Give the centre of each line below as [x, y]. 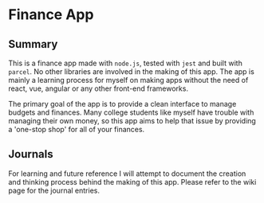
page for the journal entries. [54, 190]
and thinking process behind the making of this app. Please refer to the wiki [132, 182]
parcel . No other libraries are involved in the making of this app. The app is [132, 72]
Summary [33, 44]
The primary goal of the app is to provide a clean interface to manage [122, 104]
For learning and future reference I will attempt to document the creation [127, 174]
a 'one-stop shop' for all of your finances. [77, 129]
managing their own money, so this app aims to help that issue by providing [132, 121]
